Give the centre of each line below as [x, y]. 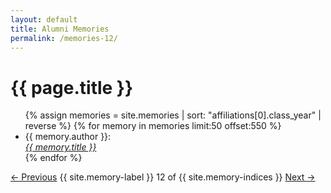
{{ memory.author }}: [68, 137]
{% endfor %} [53, 158]
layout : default [44, 19]
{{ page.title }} [72, 87]
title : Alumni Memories [60, 29]
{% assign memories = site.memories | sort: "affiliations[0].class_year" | [173, 115]
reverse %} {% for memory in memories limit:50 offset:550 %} [153, 126]
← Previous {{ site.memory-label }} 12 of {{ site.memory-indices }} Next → [163, 177]
